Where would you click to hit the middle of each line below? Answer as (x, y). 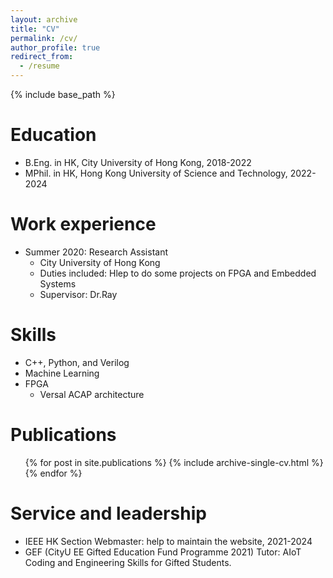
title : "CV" (35, 29)
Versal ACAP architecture (92, 394)
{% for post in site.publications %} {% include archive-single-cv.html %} (174, 462)
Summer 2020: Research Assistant (96, 252)
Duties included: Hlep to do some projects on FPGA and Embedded (178, 273)
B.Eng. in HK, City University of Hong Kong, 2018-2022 (138, 162)
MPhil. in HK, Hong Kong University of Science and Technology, (156, 173)
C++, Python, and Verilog (77, 362)
